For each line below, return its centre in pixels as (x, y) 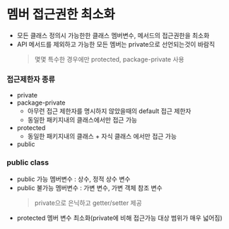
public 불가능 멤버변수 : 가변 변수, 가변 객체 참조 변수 (90, 187)
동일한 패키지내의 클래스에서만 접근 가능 (82, 120)
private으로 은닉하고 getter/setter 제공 (88, 203)
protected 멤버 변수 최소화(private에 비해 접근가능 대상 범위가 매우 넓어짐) (119, 218)
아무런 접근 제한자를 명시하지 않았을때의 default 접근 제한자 (109, 111)
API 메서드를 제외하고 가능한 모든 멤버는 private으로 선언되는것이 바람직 (116, 44)
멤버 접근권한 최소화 (61, 14)
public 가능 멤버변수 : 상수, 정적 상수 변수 (74, 179)
